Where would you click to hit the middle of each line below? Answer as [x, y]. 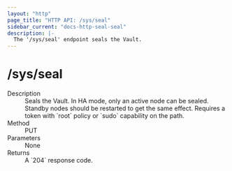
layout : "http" [29, 14]
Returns [19, 153]
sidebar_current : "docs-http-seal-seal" [67, 27]
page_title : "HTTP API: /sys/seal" [59, 20]
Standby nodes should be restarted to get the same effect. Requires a [125, 108]
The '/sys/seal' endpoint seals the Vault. [78, 40]
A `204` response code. [59, 161]
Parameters [24, 138]
